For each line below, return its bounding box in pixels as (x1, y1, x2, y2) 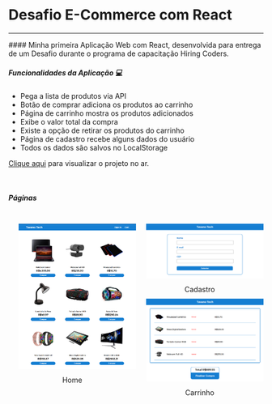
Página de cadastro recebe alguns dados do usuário (19, 134, 195, 143)
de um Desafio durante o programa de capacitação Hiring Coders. (8, 49, 229, 58)
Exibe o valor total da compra (19, 117, 119, 126)
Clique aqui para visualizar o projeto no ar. (8, 158, 150, 168)
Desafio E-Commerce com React (8, 6, 232, 24)
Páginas (8, 193, 37, 202)
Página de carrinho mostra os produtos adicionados (19, 108, 194, 118)
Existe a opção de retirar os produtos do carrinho (19, 125, 185, 135)
